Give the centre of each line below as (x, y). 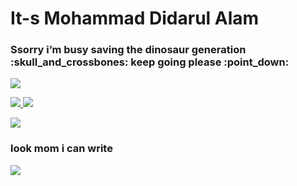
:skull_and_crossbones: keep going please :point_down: (150, 62)
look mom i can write (61, 149)
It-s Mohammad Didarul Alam (135, 18)
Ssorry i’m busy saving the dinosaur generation (128, 50)
